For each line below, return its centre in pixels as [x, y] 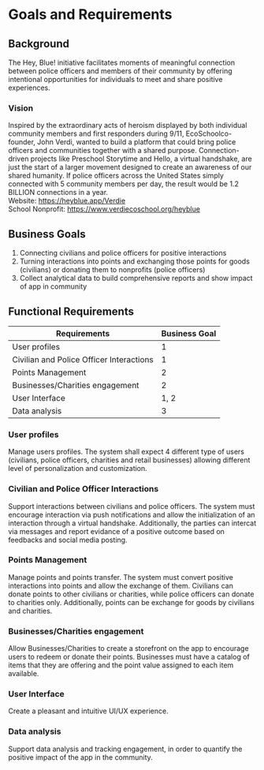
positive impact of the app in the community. [81, 757]
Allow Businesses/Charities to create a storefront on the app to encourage [129, 649]
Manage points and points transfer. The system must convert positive [121, 577]
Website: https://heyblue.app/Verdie [67, 201]
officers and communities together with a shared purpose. [102, 151]
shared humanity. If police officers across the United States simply [116, 176]
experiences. [30, 88]
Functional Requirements [71, 311]
